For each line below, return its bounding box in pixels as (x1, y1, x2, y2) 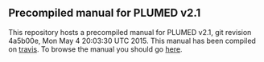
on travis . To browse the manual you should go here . (8, 44, 183, 54)
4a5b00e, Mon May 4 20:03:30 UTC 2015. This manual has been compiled (8, 36, 256, 45)
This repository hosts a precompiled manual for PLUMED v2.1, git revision (8, 27, 252, 37)
